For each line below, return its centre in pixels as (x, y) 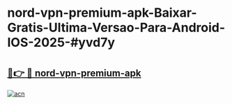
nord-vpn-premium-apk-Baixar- (102, 13)
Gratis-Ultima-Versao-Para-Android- (116, 28)
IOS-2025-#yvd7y (61, 43)
